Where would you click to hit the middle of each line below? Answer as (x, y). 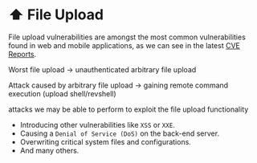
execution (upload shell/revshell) (62, 93)
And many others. (49, 150)
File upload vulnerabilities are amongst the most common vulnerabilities (127, 37)
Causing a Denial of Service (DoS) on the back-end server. (119, 133)
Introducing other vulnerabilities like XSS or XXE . (97, 124)
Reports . (22, 54)
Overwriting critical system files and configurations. (105, 141)
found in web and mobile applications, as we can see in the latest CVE (124, 45)
